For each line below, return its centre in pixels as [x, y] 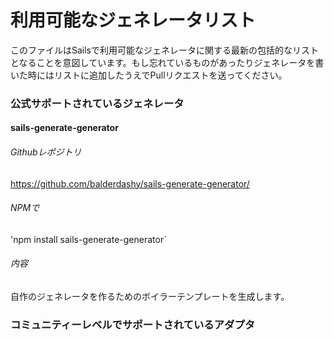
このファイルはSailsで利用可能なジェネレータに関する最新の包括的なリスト [165, 50]
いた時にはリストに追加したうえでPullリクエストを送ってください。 [149, 75]
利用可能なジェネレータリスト [133, 20]
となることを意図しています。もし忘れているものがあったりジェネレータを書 [167, 62]
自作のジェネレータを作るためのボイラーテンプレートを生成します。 [150, 297]
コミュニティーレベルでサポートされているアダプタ [133, 324]
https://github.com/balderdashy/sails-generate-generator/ [130, 183]
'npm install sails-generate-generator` [88, 239]
